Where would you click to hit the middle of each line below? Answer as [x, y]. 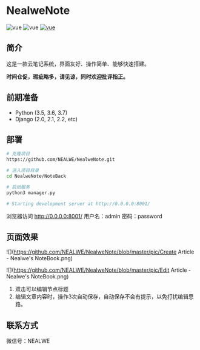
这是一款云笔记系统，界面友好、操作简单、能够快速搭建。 [78, 64]
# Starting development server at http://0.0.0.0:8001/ [78, 204]
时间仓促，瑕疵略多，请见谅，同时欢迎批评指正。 [67, 76]
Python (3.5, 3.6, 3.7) [41, 112]
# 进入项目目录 [23, 170]
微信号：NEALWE [28, 341]
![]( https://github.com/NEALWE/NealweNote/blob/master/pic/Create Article [100, 252]
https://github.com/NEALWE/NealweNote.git [61, 160]
